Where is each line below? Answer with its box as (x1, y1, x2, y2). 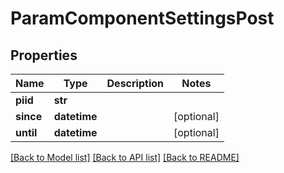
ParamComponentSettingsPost (10, 7, 275, 30)
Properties (10, 47, 78, 64)
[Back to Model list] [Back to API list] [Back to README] (10, 152, 240, 163)
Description (106, 77, 164, 90)
